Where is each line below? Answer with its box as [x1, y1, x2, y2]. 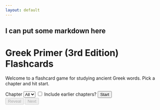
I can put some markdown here [5, 27, 106, 35]
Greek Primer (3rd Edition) [5, 47, 119, 59]
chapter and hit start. [5, 80, 50, 86]
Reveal [8, 98, 21, 104]
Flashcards [5, 58, 54, 70]
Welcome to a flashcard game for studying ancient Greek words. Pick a [5, 75, 155, 81]
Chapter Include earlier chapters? [5, 91, 97, 97]
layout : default [5, 7, 40, 13]
